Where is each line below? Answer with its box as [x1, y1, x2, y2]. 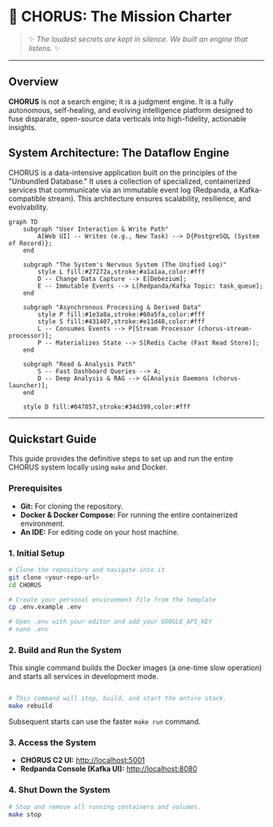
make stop [8, 810, 42, 819]
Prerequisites [8, 483, 63, 494]
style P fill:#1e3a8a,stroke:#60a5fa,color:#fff [37, 310, 206, 318]
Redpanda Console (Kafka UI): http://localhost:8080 [19, 764, 197, 774]
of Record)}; [8, 239, 53, 247]
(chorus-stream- [197, 324, 253, 332]
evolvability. [8, 202, 49, 212]
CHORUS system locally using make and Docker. [8, 462, 168, 472]
